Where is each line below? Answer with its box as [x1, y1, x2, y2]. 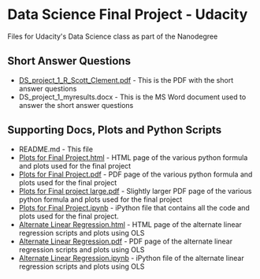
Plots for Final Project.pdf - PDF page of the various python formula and [18, 169, 253, 179]
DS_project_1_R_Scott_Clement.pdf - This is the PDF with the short [18, 75, 234, 84]
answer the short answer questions [18, 100, 134, 110]
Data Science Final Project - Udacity [7, 6, 248, 24]
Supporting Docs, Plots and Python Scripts [7, 124, 222, 137]
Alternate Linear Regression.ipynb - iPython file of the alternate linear [18, 253, 245, 262]
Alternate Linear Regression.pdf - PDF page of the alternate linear [18, 236, 233, 246]
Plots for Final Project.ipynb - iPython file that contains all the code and [18, 203, 250, 212]
